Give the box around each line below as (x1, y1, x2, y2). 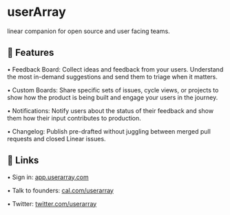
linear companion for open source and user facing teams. (7, 27, 170, 35)
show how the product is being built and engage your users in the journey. (7, 93, 218, 101)
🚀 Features (7, 47, 54, 59)
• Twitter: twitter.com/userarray (7, 199, 97, 207)
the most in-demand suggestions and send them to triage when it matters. (7, 72, 218, 81)
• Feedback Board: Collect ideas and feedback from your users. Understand (7, 65, 224, 73)
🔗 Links (7, 154, 39, 166)
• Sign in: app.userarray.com (7, 173, 89, 181)
